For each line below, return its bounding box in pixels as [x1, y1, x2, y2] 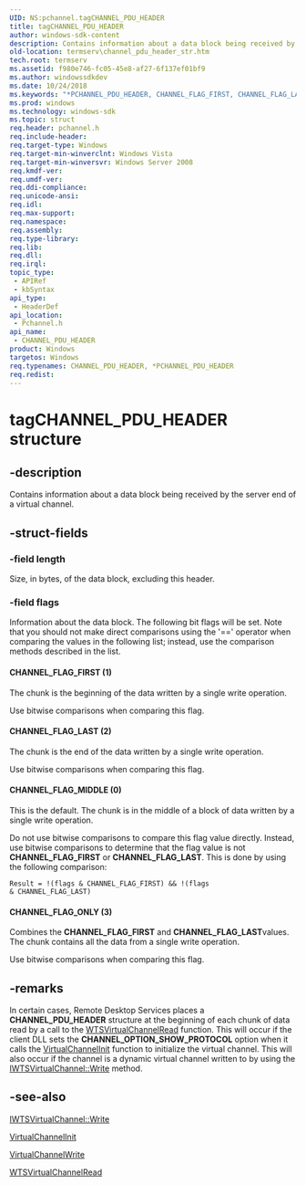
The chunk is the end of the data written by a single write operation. [9, 746, 264, 757]
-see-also [9, 1089, 66, 1105]
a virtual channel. [9, 499, 75, 509]
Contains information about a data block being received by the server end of [9, 489, 297, 500]
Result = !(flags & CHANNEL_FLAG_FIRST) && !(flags [9, 878, 209, 888]
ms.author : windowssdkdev [9, 73, 107, 82]
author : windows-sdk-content [9, 30, 120, 39]
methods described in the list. [9, 645, 121, 657]
